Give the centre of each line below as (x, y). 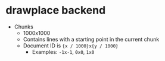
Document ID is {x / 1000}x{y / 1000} (71, 46)
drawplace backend (56, 10)
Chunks (24, 27)
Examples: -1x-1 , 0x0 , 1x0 (63, 52)
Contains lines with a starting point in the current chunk (91, 39)
